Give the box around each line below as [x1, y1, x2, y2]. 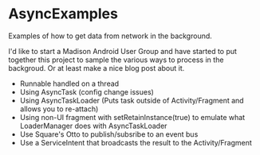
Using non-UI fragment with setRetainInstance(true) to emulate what [19, 112, 246, 122]
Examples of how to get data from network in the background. [8, 31, 213, 41]
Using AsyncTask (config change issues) [19, 87, 154, 96]
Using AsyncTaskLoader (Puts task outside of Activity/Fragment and [19, 95, 245, 105]
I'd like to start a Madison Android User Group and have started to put [8, 46, 238, 56]
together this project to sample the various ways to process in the [8, 55, 224, 64]
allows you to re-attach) [19, 104, 99, 114]
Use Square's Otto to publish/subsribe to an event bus [19, 129, 199, 139]
